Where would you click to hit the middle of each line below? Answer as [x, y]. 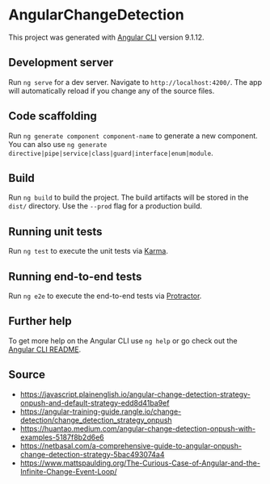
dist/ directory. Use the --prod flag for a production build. [105, 206]
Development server [61, 63]
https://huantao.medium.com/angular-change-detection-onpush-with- [138, 428]
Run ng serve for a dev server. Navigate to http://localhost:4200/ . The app [135, 82]
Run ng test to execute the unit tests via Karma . [88, 251]
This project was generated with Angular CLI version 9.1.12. [106, 37]
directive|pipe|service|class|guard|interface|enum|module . [111, 153]
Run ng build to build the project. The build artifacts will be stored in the [129, 198]
